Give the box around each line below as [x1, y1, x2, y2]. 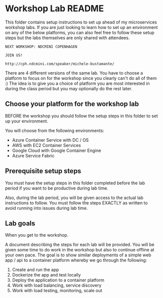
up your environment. [5, 118, 48, 124]
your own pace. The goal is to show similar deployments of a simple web [5, 252, 151, 258]
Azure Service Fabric [12, 152, 55, 158]
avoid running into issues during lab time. [5, 205, 88, 211]
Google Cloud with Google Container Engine [12, 148, 102, 153]
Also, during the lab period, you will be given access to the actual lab [5, 195, 144, 200]
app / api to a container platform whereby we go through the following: [5, 257, 147, 263]
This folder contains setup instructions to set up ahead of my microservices [5, 19, 157, 25]
